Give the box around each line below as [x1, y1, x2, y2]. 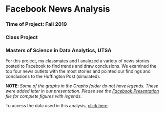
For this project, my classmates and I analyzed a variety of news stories [5, 58, 149, 64]
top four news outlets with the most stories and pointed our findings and [5, 68, 151, 74]
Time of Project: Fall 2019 [5, 21, 67, 28]
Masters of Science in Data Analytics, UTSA [5, 47, 112, 54]
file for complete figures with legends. [5, 94, 82, 99]
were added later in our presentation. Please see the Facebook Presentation [5, 88, 159, 94]
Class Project [5, 34, 38, 41]
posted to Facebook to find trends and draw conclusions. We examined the [5, 63, 157, 69]
